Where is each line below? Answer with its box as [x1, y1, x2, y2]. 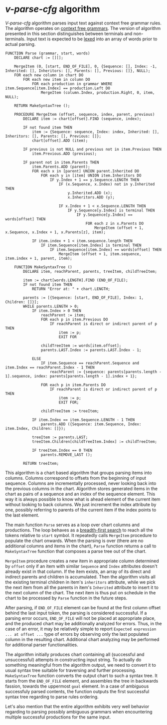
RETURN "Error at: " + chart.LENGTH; [31, 286, 111, 291]
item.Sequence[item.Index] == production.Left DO [5, 86, 111, 91]
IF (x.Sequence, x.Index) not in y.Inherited [58, 181, 155, 186]
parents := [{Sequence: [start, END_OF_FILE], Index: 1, [23, 295, 144, 300]
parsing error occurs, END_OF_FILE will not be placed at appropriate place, [5, 615, 156, 621]
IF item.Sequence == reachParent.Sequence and [40, 361, 140, 365]
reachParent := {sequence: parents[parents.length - [49, 369, 162, 374]
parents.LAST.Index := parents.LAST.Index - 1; [40, 348, 142, 353]
